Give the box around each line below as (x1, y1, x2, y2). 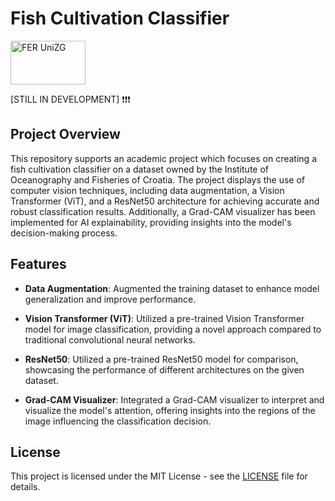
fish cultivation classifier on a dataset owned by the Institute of (10, 163, 270, 175)
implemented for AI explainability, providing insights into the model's (10, 216, 292, 228)
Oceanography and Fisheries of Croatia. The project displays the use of (10, 173, 306, 186)
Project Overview (10, 126, 121, 143)
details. (10, 481, 41, 493)
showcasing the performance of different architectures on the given (24, 363, 305, 376)
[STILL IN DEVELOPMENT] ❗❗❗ (10, 93, 131, 105)
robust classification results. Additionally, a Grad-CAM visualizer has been (10, 205, 316, 217)
